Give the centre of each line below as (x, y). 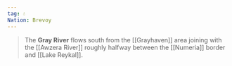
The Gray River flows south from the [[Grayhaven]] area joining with (123, 40)
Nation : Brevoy (30, 20)
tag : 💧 (17, 14)
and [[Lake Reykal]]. (53, 55)
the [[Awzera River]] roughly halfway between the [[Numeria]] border (125, 47)
